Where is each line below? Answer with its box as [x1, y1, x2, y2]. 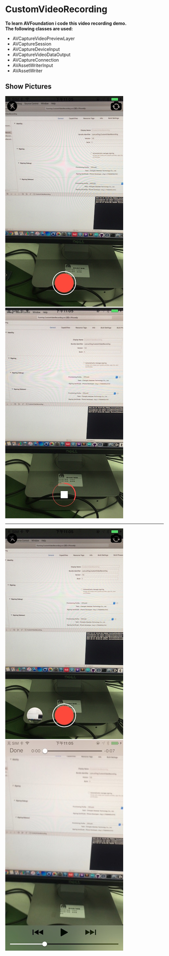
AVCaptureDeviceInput [12, 46, 60, 52]
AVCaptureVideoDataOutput [12, 52, 71, 58]
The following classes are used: [5, 25, 73, 31]
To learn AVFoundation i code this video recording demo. [5, 20, 127, 26]
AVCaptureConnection [12, 57, 59, 63]
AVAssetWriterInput [12, 62, 53, 68]
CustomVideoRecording [5, 4, 108, 15]
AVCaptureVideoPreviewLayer [12, 35, 75, 41]
